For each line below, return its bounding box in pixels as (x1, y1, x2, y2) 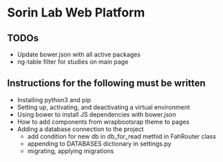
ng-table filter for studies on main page (17, 58, 129, 66)
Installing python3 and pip (17, 95, 92, 104)
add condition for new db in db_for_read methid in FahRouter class (27, 132, 217, 140)
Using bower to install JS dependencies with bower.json (17, 110, 177, 118)
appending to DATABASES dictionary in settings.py (27, 139, 172, 148)
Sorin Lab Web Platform (7, 5, 145, 21)
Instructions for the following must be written (7, 78, 206, 89)
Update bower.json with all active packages (17, 50, 141, 58)
